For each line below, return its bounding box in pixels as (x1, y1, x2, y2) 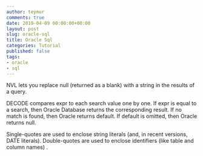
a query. (6, 88, 27, 96)
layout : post (6, 25, 39, 32)
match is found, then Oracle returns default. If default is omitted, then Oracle (6, 112, 198, 120)
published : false (6, 48, 50, 54)
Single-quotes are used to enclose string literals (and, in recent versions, (6, 131, 188, 138)
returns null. (6, 119, 36, 126)
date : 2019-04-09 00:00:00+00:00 (6, 20, 91, 26)
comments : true (6, 15, 45, 21)
